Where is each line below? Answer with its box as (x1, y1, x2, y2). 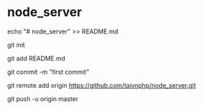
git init (7, 40, 26, 49)
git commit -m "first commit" (7, 68, 89, 76)
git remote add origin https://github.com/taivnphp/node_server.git (7, 81, 197, 89)
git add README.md (7, 54, 66, 63)
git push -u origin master (7, 95, 79, 103)
